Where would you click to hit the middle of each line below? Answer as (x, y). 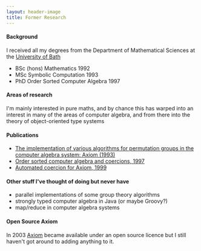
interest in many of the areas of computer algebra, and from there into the (98, 115)
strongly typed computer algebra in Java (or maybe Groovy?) (91, 201)
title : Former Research (36, 17)
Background (22, 37)
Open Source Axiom (32, 221)
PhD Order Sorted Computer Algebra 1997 (68, 81)
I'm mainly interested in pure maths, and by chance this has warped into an (100, 108)
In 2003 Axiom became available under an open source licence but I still (96, 235)
